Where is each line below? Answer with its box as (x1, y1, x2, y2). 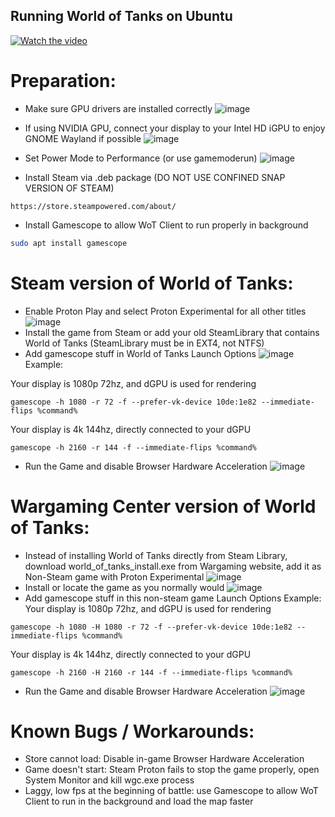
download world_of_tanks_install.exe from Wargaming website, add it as (24, 560, 322, 572)
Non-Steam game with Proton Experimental (24, 570, 205, 583)
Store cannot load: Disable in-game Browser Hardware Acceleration (24, 753, 305, 765)
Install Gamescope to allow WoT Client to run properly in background (24, 219, 309, 231)
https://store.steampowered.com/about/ (10, 201, 177, 211)
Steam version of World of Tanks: (10, 272, 294, 294)
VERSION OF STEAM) (24, 182, 115, 194)
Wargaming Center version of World (10, 495, 317, 518)
